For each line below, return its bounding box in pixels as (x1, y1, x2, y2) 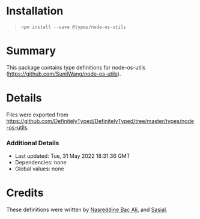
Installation (6, 4, 64, 18)
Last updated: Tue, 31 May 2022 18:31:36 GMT (14, 152, 130, 160)
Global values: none (14, 165, 64, 172)
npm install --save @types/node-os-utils (20, 24, 126, 30)
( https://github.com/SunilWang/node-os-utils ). (6, 70, 121, 77)
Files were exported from (6, 111, 68, 118)
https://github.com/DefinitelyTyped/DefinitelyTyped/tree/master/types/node (6, 117, 194, 124)
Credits (6, 186, 44, 200)
